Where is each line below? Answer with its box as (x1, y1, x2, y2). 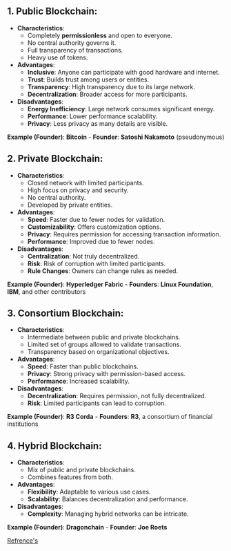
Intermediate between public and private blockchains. (27, 333, 181, 342)
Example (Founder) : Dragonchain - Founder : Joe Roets (7, 523, 168, 532)
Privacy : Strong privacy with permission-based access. (27, 370, 186, 378)
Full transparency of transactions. (27, 46, 123, 54)
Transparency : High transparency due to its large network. (27, 82, 195, 91)
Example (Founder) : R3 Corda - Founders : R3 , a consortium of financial (7, 413, 213, 421)
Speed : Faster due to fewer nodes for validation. (27, 215, 165, 223)
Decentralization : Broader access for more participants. (27, 90, 188, 98)
